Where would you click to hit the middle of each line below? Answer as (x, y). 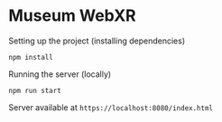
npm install (31, 57)
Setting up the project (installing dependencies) (97, 41)
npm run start (35, 90)
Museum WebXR (72, 16)
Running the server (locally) (60, 74)
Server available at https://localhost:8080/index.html (111, 107)
